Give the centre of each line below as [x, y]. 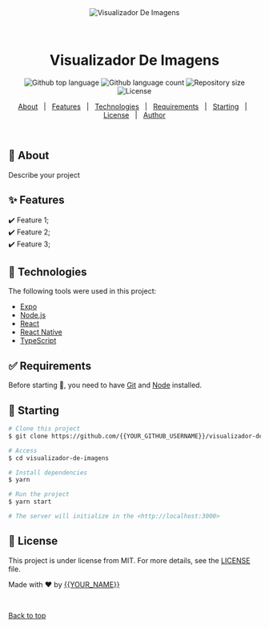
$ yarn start [30, 502]
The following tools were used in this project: [82, 291]
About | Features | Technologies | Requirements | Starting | [132, 106]
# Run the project [39, 494]
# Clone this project [44, 429]
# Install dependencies [48, 472]
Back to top [27, 615]
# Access [23, 450]
